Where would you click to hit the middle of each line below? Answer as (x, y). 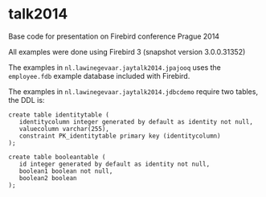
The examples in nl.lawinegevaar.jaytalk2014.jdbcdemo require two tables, (133, 91)
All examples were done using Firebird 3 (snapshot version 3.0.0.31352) (127, 51)
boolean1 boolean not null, (66, 171)
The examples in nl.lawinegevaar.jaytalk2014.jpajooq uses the (115, 67)
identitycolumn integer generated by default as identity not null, (136, 121)
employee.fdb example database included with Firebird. (99, 76)
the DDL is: (27, 100)
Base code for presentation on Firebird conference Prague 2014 (114, 36)
